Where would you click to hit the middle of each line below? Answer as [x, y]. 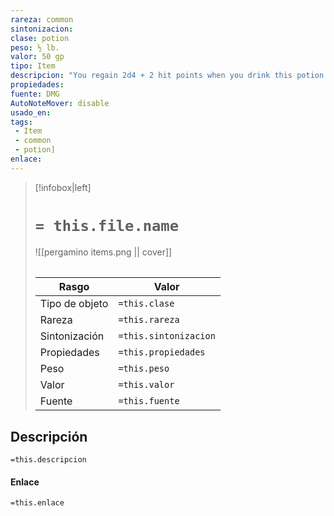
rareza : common [42, 19]
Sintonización [72, 336]
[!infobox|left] [63, 187]
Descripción [49, 436]
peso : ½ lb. [35, 47]
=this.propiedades [162, 352]
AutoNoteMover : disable [60, 103]
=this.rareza [149, 320]
